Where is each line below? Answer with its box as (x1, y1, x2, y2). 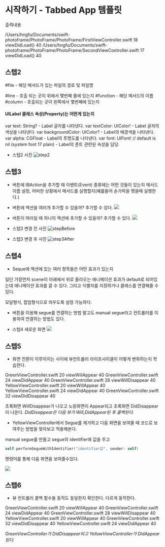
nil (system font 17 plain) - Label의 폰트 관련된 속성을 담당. (5, 141, 120, 147)
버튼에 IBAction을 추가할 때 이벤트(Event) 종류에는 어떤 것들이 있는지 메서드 (12, 182, 159, 187)
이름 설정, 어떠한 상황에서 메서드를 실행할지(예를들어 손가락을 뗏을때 (12, 188, 143, 194)
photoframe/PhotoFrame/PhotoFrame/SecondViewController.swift (5, 47, 139, 53)
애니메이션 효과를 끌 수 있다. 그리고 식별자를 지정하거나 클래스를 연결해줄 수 (14, 282, 159, 289)
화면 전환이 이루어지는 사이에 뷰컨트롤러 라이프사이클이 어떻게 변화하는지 (12, 356, 152, 362)
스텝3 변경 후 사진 (12, 236, 47, 242)
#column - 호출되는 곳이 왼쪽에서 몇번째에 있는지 (5, 99, 100, 105)
